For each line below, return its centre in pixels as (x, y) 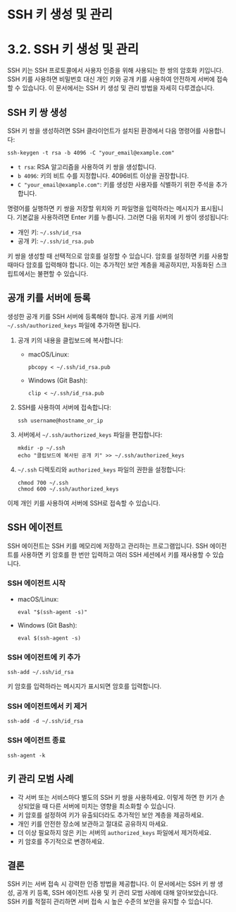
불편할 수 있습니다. (63, 273)
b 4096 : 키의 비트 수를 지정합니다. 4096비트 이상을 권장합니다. (103, 175)
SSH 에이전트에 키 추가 (44, 657)
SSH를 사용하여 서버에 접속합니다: (64, 407)
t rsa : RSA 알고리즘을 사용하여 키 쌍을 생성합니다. (87, 167)
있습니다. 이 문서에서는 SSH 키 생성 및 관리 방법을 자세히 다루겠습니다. (118, 88)
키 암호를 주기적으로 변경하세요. (61, 841)
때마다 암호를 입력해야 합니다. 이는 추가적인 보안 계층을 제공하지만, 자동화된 (111, 265)
